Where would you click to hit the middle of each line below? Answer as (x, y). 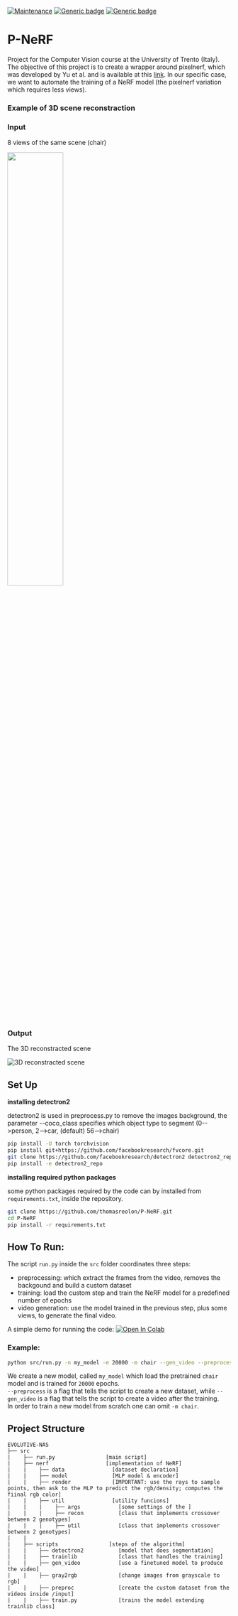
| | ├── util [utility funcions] (89, 1501)
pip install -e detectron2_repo (55, 1163)
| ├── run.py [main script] (77, 1458)
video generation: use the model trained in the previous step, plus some (123, 1308)
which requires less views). (47, 90)
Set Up (22, 1085)
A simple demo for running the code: (61, 1330)
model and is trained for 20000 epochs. (64, 1384)
